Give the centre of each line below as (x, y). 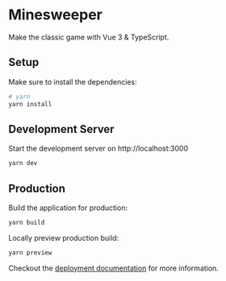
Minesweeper (55, 15)
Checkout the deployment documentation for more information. (114, 268)
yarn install (30, 104)
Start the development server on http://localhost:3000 (98, 149)
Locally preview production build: (64, 238)
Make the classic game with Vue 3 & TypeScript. (89, 37)
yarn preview (30, 252)
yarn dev (23, 163)
